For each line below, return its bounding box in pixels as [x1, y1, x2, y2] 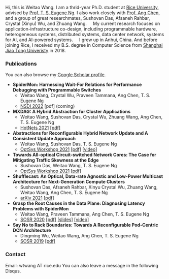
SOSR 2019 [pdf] [20, 238, 56, 244]
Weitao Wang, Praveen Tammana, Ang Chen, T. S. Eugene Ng [20, 211, 150, 218]
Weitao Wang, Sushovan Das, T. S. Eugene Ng [20, 141, 117, 147]
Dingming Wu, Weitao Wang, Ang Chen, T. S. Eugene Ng [20, 233, 139, 239]
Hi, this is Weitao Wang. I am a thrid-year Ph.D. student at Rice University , [5, 5, 159, 10]
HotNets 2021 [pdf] [20, 125, 61, 131]
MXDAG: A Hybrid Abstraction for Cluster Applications [12, 109, 131, 115]
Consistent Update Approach [12, 136, 76, 142]
